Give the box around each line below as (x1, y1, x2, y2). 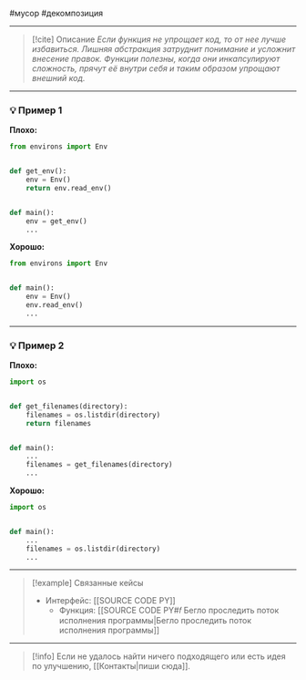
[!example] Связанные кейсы (31, 578, 144, 589)
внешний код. (31, 73, 86, 83)
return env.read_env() (25, 183, 112, 192)
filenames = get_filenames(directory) (25, 460, 173, 469)
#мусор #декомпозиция (9, 8, 104, 18)
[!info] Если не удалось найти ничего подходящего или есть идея (31, 651, 286, 662)
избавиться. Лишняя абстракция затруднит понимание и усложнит (31, 44, 296, 54)
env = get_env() (25, 216, 88, 226)
